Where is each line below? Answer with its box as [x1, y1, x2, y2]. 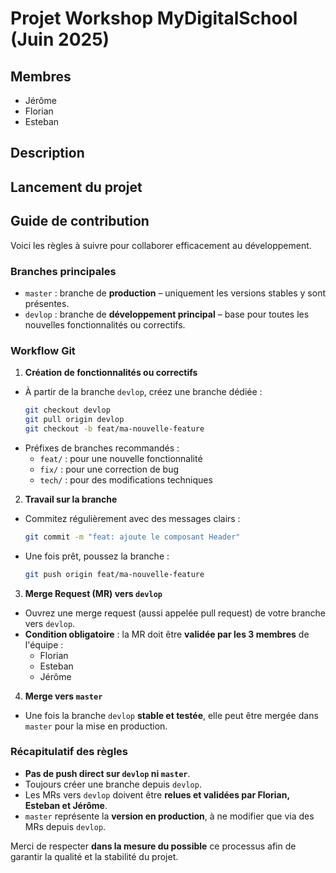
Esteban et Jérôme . [24, 799, 108, 811]
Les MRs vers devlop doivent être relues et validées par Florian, [24, 788, 290, 801]
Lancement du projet [10, 178, 143, 196]
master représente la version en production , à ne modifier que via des [24, 810, 315, 822]
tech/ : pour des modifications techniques [39, 473, 213, 486]
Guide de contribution [10, 213, 150, 230]
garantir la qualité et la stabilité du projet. [10, 850, 179, 862]
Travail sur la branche [24, 493, 118, 505]
